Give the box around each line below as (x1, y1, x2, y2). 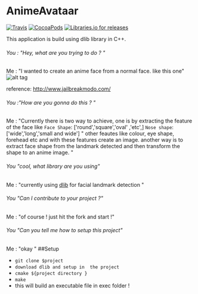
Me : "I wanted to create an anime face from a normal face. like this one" (6, 67, 185, 75)
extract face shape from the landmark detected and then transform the (6, 143, 180, 150)
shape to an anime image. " (6, 149, 73, 156)
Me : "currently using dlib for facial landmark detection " (6, 181, 144, 188)
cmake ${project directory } (14, 270, 88, 276)
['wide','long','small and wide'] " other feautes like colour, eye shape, (6, 130, 175, 137)
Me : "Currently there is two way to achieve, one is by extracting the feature (6, 117, 193, 124)
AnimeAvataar (6, 4, 79, 18)
